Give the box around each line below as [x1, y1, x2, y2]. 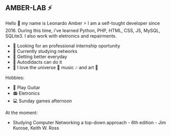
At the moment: [5, 110, 38, 116]
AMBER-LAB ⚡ [5, 4, 52, 12]
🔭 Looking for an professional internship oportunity [12, 42, 120, 49]
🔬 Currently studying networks [12, 48, 78, 54]
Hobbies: [5, 74, 25, 80]
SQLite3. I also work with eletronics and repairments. [5, 33, 117, 39]
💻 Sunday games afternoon [12, 98, 72, 104]
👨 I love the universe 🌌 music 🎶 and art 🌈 [12, 64, 98, 70]
